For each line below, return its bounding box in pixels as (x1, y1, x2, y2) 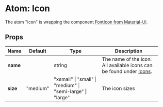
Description (114, 47, 143, 54)
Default (29, 47, 47, 54)
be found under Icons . (101, 68, 152, 74)
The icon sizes (101, 85, 135, 91)
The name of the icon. (101, 55, 152, 62)
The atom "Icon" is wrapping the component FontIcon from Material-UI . (5, 19, 148, 25)
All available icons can (101, 62, 153, 69)
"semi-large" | (54, 88, 87, 95)
